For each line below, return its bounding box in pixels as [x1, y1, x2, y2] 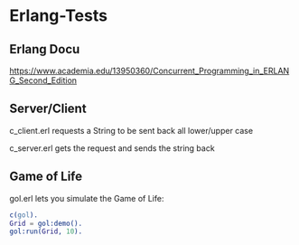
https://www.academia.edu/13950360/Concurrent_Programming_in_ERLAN [9, 65, 290, 76]
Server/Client [9, 101, 88, 117]
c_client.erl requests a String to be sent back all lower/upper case [9, 125, 254, 136]
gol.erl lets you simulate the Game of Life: [9, 193, 164, 203]
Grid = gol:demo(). [9, 219, 83, 228]
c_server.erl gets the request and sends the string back [9, 142, 215, 154]
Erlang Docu [9, 42, 80, 57]
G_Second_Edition [9, 75, 78, 86]
